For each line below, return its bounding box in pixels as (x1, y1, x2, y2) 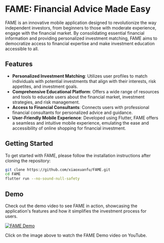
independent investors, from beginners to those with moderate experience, (5, 25, 157, 30)
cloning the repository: (5, 158, 51, 163)
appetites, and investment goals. (12, 83, 78, 89)
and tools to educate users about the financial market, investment (12, 94, 145, 100)
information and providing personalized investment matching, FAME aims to (5, 35, 158, 41)
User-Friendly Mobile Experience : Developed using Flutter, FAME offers (12, 114, 159, 121)
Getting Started (5, 139, 53, 148)
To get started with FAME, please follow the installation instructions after (5, 152, 151, 158)
